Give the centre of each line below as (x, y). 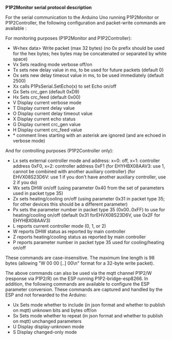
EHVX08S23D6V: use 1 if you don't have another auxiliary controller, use (89, 177)
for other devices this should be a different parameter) (70, 204)
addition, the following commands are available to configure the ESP (78, 284)
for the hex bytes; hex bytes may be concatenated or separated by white (90, 54)
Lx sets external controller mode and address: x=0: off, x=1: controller (86, 161)
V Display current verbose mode (47, 103)
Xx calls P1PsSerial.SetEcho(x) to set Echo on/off (64, 86)
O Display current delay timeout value (53, 113)
